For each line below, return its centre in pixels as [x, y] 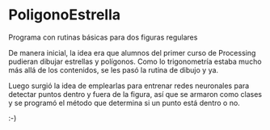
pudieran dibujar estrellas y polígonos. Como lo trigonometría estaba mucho [135, 61]
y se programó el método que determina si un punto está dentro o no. [124, 103]
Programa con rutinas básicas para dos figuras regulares [103, 37]
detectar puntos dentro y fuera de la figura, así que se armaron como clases [135, 94]
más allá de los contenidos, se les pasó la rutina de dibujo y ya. [114, 69]
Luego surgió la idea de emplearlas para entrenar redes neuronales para [129, 86]
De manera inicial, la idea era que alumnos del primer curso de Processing [132, 52]
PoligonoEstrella [65, 15]
